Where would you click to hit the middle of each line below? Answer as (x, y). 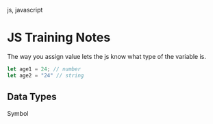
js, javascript (25, 10)
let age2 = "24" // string (46, 75)
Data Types (32, 97)
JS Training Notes (59, 38)
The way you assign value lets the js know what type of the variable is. (107, 56)
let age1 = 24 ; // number (44, 69)
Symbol (18, 113)
